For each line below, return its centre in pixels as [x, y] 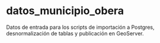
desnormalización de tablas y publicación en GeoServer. [75, 33]
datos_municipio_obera [65, 11]
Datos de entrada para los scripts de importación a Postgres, [80, 27]
